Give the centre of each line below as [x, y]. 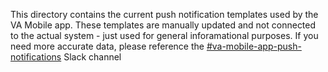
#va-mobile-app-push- [254, 46]
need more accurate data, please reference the [107, 46]
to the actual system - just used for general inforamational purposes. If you [164, 35]
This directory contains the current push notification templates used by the [164, 14]
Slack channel [92, 57]
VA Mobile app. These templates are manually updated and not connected [163, 25]
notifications [36, 57]
